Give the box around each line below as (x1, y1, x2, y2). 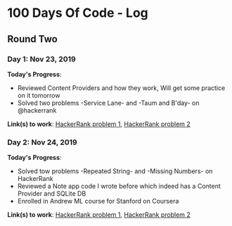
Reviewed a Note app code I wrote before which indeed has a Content (17, 182, 221, 191)
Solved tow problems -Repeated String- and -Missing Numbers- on (17, 167, 213, 175)
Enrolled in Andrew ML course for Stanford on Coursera (17, 197, 179, 206)
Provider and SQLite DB (17, 189, 86, 198)
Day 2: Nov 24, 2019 (7, 137, 77, 147)
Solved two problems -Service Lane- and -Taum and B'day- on (17, 99, 200, 107)
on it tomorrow (17, 91, 60, 99)
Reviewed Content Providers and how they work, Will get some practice (17, 83, 226, 92)
